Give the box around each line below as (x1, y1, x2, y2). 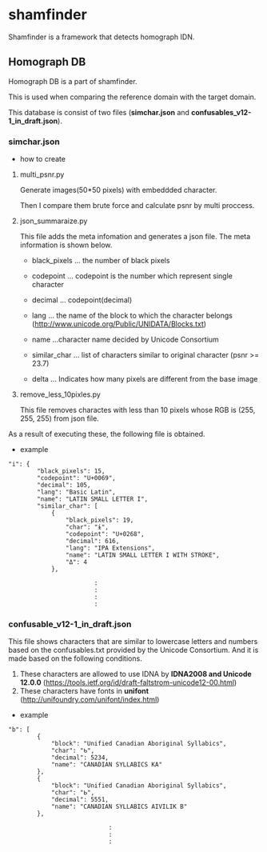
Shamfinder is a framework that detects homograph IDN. (8, 32, 195, 42)
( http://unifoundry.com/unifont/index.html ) (19, 694, 160, 705)
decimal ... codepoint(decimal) (31, 295, 133, 305)
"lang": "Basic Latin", (37, 488, 116, 497)
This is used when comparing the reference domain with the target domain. (8, 92, 257, 102)
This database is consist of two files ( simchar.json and (8, 107, 190, 117)
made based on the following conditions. (8, 654, 142, 663)
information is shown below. (19, 240, 113, 250)
